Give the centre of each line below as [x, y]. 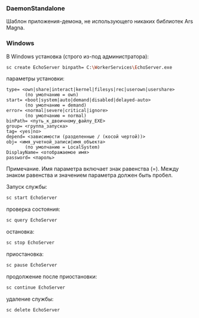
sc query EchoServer [32, 220]
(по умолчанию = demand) [56, 105]
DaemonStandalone [36, 8]
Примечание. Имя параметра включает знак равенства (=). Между [93, 169]
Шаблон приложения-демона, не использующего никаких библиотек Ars [99, 22]
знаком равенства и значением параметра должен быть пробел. [90, 175]
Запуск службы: [27, 187]
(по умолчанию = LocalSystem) [62, 147]
